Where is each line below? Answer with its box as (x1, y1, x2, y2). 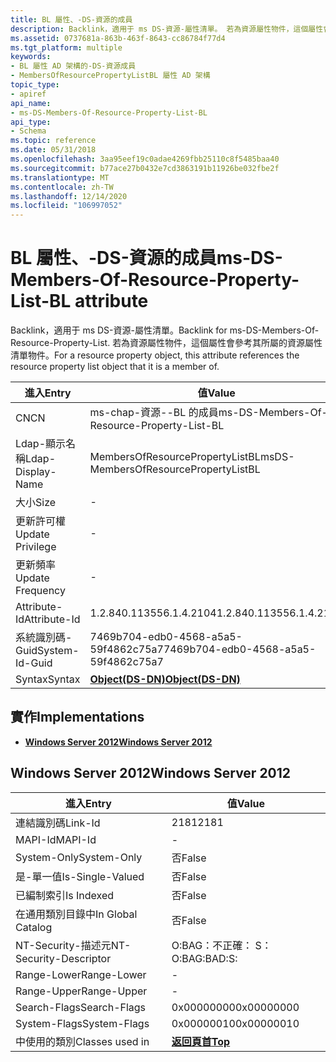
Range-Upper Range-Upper (15, 984, 148, 998)
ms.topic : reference (10, 136, 97, 146)
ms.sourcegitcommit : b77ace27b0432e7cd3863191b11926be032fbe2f (10, 163, 280, 173)
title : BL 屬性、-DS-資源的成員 (10, 14, 133, 25)
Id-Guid (15, 656, 53, 670)
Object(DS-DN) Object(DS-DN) (89, 672, 241, 686)
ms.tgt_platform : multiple (10, 42, 123, 53)
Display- (15, 465, 57, 479)
